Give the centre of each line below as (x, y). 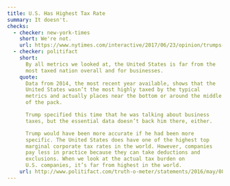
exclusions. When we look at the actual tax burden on (105, 159)
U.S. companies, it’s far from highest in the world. (104, 165)
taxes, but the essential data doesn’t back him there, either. (119, 121)
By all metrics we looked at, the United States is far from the (120, 64)
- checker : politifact (46, 52)
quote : (29, 77)
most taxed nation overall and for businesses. (94, 70)
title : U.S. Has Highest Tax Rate (56, 13)
